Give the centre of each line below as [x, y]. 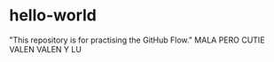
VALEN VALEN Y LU [46, 49]
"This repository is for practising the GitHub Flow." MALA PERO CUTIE [137, 40]
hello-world [53, 15]
